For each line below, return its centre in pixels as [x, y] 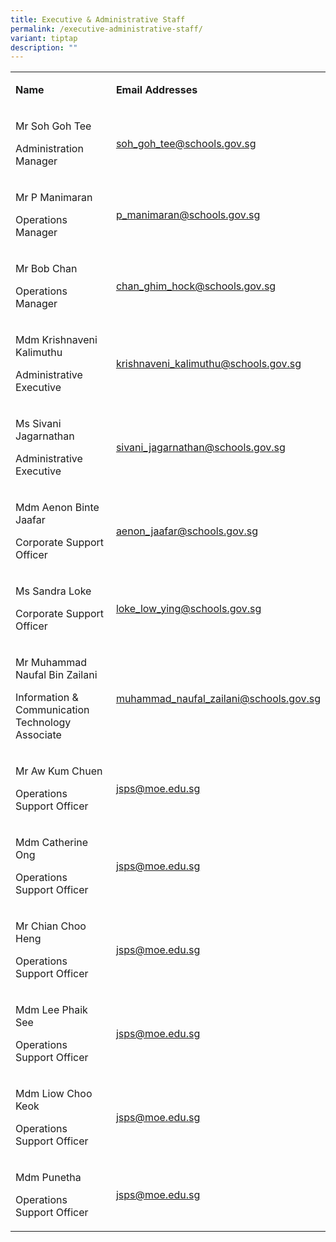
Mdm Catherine [52, 843]
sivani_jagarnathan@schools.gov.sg [200, 448]
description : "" [44, 47]
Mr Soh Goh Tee [53, 126]
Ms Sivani [38, 424]
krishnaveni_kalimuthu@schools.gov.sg [208, 364]
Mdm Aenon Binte [57, 508]
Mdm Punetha [48, 1178]
